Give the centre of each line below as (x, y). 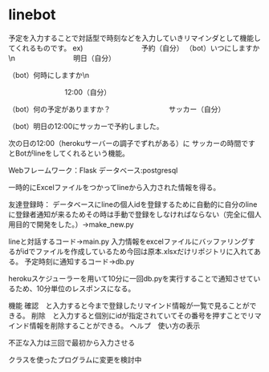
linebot (32, 15)
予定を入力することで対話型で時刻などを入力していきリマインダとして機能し (134, 38)
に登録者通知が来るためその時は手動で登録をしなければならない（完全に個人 (135, 214)
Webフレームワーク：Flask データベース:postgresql (93, 170)
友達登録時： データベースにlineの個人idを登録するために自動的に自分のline (133, 204)
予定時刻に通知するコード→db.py (79, 261)
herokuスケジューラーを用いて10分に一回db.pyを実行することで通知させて (131, 278)
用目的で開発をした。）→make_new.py (71, 224)
